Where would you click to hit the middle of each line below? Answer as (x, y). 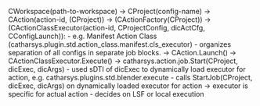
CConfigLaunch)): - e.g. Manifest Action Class (83, 36)
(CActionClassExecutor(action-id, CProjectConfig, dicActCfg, (107, 28)
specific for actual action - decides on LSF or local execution (106, 94)
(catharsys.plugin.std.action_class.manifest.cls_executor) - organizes (120, 44)
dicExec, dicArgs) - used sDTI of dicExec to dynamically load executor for (127, 69)
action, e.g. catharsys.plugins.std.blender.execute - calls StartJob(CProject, (130, 78)
